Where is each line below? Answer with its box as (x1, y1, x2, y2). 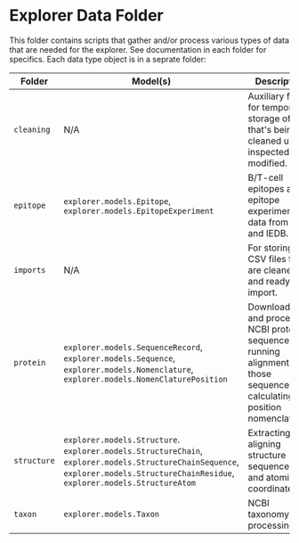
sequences (247, 378, 295, 391)
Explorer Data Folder (9, 5, 164, 26)
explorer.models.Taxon (63, 509, 160, 519)
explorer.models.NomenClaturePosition (63, 374, 229, 384)
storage (247, 112, 280, 125)
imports (13, 265, 46, 275)
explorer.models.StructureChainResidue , (63, 466, 235, 479)
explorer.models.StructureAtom (63, 478, 197, 488)
